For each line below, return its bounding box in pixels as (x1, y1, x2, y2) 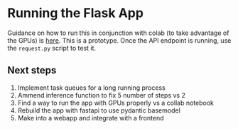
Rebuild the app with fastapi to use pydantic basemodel (17, 105, 181, 115)
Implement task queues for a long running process (17, 83, 166, 92)
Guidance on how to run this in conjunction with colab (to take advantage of (7, 29, 229, 37)
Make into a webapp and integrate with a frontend (17, 113, 164, 122)
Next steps (7, 64, 57, 76)
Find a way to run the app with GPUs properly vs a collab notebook (17, 98, 215, 107)
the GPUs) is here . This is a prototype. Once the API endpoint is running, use (7, 36, 232, 44)
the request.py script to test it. (7, 43, 97, 52)
